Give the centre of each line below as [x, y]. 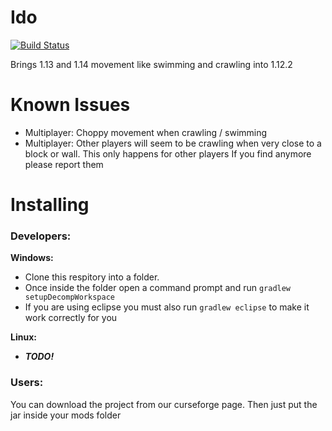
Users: [27, 383]
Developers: [41, 236]
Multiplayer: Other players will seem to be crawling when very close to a [173, 143]
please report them [64, 164]
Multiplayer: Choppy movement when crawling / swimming [146, 132]
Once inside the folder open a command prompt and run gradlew [158, 288]
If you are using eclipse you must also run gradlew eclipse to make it [167, 307]
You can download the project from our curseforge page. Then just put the [164, 404]
